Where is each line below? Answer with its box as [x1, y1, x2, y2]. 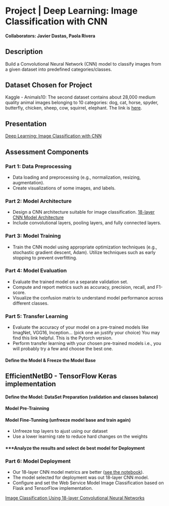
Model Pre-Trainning [5, 406, 49, 412]
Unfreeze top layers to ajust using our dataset [12, 428, 108, 434]
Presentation [5, 119, 47, 128]
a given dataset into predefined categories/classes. [5, 66, 112, 72]
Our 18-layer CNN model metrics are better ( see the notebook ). [12, 469, 144, 475]
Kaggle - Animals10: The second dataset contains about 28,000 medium [5, 94, 155, 100]
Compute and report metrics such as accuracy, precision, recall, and [12, 284, 155, 290]
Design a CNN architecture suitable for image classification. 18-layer [12, 209, 155, 215]
